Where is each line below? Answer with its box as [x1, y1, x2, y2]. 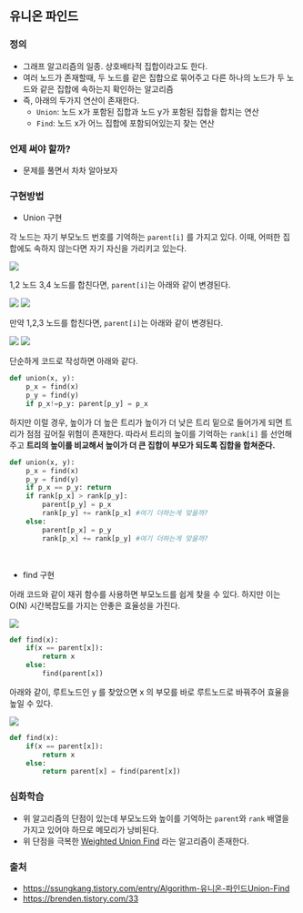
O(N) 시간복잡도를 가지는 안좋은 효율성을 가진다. [9, 600, 180, 611]
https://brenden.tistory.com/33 [22, 893, 139, 904]
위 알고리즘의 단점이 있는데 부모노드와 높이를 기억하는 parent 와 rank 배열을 [22, 813, 289, 824]
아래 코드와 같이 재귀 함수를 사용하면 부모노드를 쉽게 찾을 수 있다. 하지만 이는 [9, 588, 281, 599]
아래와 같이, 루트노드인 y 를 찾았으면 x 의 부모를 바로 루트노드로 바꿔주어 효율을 [9, 686, 289, 697]
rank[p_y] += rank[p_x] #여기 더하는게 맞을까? [42, 509, 209, 518]
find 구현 [22, 569, 55, 580]
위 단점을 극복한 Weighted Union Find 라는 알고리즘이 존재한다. [22, 836, 250, 847]
